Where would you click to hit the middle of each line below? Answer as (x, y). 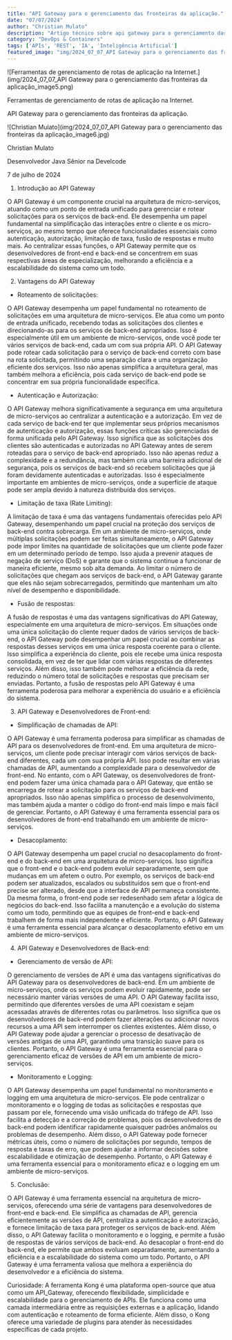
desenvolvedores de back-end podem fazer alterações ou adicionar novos (113, 1019)
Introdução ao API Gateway (56, 188)
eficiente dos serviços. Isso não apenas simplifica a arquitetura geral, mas (113, 367)
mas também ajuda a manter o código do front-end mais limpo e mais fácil (113, 804)
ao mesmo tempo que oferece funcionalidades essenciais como (126, 231)
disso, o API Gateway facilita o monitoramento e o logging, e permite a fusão (116, 1235)
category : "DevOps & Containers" (55, 40)
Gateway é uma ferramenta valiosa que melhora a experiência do (100, 1264)
